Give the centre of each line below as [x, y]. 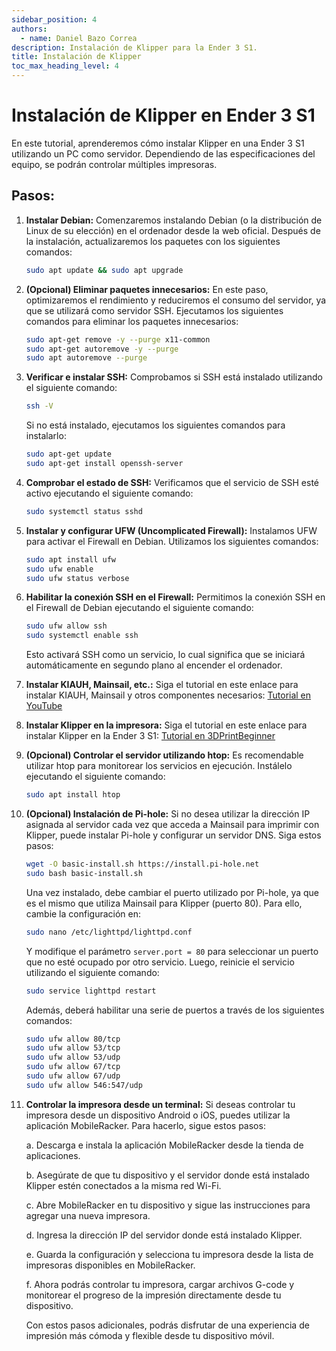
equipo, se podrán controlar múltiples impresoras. [114, 164]
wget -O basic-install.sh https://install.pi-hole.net [142, 864]
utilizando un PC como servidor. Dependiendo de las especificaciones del [163, 153]
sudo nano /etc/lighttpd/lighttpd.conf [109, 932]
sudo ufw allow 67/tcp [73, 1067]
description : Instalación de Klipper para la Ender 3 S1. [134, 47]
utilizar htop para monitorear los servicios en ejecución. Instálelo [159, 766]
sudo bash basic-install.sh [84, 873]
